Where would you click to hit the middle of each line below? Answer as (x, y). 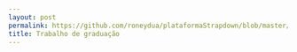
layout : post (32, 17)
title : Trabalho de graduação (64, 33)
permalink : (28, 26)
